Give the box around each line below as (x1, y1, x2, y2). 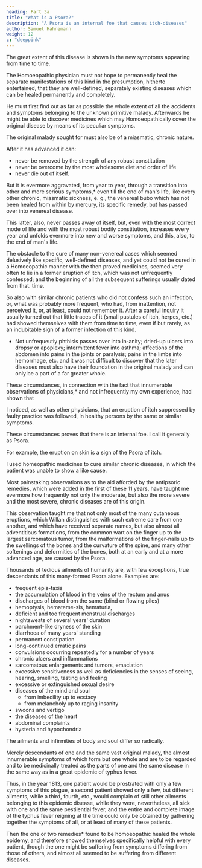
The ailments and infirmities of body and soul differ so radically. (6, 737, 165, 744)
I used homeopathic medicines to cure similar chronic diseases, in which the (6, 461, 196, 467)
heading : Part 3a (6, 8, 50, 15)
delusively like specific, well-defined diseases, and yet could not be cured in (6, 256, 196, 264)
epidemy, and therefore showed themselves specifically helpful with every (6, 837, 191, 844)
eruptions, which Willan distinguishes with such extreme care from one (6, 516, 183, 523)
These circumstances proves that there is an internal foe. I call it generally (6, 430, 190, 438)
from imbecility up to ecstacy (24, 693, 96, 701)
